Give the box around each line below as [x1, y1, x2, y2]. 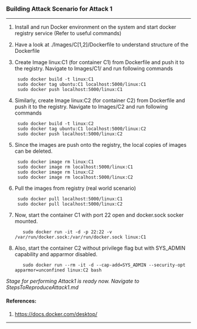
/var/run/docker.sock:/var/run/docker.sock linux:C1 [14, 234, 147, 240]
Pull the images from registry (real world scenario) [14, 184, 136, 192]
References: [6, 297, 37, 304]
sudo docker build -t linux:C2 [17, 121, 94, 127]
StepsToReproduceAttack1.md [6, 284, 79, 291]
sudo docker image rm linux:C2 [17, 169, 94, 175]
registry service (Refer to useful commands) [14, 30, 122, 37]
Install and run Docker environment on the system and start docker [14, 23, 176, 31]
